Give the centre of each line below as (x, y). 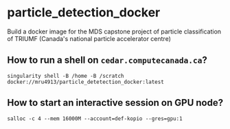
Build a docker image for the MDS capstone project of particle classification (114, 31)
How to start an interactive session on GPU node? (115, 103)
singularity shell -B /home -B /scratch (66, 76)
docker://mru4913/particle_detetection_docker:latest (86, 82)
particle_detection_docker (84, 13)
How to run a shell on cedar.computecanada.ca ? (107, 60)
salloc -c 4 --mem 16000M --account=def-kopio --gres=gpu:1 (95, 118)
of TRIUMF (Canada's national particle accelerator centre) (89, 38)
